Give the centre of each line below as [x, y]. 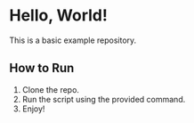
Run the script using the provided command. [104, 99]
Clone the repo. [51, 89]
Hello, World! [59, 16]
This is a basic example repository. [73, 40]
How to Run [42, 68]
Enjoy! [33, 109]
